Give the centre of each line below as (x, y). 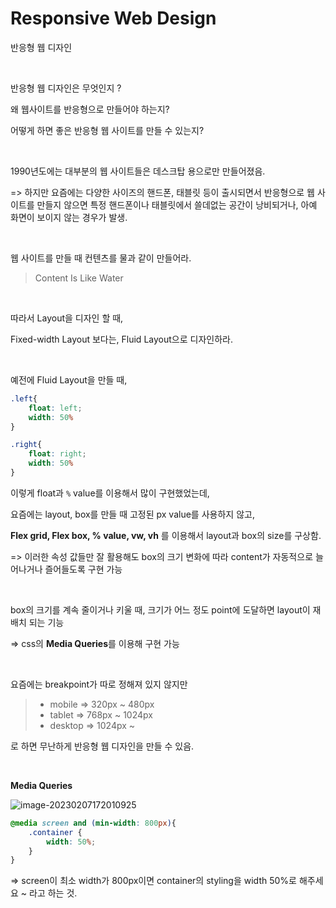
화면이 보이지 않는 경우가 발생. (69, 217)
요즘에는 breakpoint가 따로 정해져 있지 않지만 (99, 684)
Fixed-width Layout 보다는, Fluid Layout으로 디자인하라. (121, 339)
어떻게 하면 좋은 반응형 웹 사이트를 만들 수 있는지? (107, 130)
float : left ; (55, 408)
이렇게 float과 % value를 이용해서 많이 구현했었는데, (110, 493)
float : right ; (57, 454)
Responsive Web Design (113, 18)
